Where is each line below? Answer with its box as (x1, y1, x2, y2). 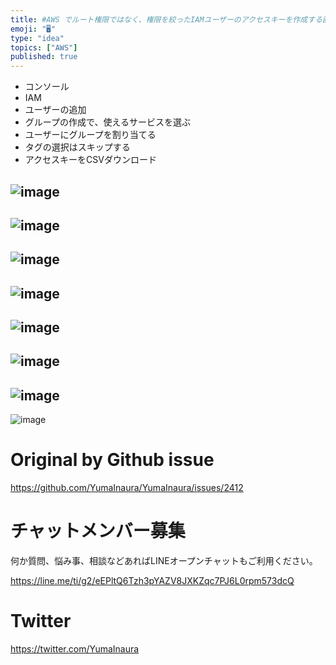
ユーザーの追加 (24, 104, 87, 116)
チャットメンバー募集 (10, 520, 186, 543)
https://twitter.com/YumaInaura (10, 643, 140, 655)
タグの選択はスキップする (24, 141, 131, 153)
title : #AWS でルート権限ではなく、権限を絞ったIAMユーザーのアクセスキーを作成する (10, 14, 323, 25)
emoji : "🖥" (10, 24, 57, 34)
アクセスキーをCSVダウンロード (24, 154, 157, 166)
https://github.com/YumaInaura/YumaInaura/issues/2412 (10, 482, 244, 494)
